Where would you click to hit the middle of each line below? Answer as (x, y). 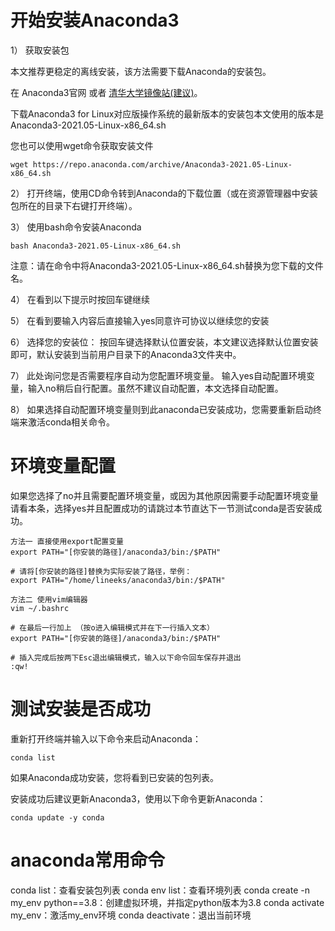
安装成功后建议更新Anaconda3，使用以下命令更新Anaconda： (138, 798)
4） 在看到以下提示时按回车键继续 (80, 299)
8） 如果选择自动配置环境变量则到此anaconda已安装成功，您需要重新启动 (161, 409)
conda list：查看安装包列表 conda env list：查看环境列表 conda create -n (160, 890)
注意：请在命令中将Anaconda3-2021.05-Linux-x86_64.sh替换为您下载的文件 (167, 265)
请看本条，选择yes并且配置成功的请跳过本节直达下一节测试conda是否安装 (162, 508)
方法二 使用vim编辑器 (49, 599)
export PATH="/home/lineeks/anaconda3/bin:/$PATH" (118, 580)
